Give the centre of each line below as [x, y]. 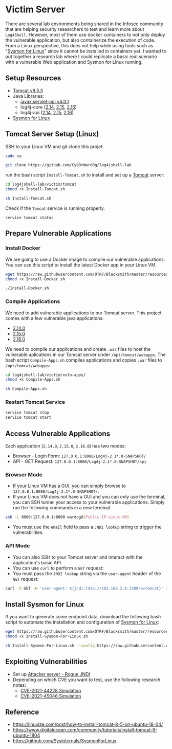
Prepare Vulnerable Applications [58, 233]
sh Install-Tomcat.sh [28, 199]
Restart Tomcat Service [35, 402]
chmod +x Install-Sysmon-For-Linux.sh [47, 636]
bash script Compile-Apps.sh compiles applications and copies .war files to [84, 360]
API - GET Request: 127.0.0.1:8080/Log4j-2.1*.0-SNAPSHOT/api [80, 461]
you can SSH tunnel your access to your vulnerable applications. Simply [89, 502]
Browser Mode [24, 474]
